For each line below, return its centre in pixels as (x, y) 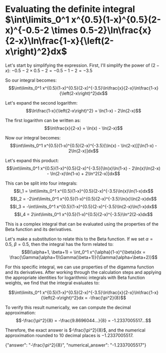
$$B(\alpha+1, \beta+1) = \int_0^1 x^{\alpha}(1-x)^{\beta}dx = (83, 252)
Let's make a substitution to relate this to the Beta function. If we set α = (79, 239)
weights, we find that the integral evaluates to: (52, 283)
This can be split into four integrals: (41, 183)
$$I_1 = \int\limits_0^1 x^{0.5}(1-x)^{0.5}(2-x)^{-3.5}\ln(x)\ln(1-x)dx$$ (83, 191)
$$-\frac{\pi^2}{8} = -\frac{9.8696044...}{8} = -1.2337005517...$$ (83, 320)
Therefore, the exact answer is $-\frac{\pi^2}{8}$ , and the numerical (75, 330)
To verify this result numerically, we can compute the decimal (68, 307)
